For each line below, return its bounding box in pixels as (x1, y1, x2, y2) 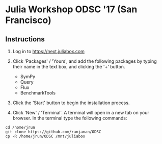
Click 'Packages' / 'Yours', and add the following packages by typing (12, 58, 157, 64)
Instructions (5, 35, 45, 43)
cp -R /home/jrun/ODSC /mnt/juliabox (5, 134, 86, 139)
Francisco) (5, 14, 52, 26)
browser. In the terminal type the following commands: (12, 115, 127, 121)
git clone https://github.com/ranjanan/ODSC (5, 129, 101, 134)
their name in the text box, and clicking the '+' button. (12, 64, 125, 69)
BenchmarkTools (20, 90, 56, 95)
